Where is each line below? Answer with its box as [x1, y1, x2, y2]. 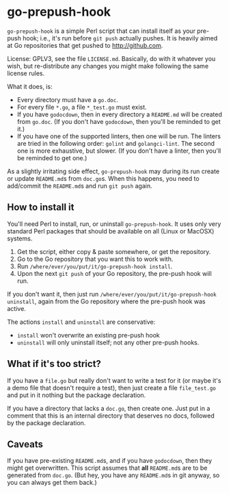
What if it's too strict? [7, 358, 101, 370]
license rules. [7, 69, 45, 77]
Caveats [7, 438, 43, 450]
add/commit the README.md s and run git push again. [7, 181, 152, 190]
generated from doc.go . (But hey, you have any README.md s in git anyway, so [7, 471, 220, 479]
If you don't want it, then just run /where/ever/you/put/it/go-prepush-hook [7, 290, 217, 298]
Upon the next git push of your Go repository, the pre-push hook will [16, 269, 212, 277]
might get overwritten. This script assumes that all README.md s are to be [7, 464, 208, 472]
